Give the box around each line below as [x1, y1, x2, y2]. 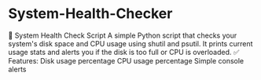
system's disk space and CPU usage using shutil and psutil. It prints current [8, 38, 253, 48]
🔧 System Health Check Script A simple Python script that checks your [8, 31, 237, 40]
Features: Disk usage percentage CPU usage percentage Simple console [8, 56, 244, 65]
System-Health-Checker [8, 5, 173, 23]
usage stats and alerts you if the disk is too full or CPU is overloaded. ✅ [8, 47, 240, 56]
